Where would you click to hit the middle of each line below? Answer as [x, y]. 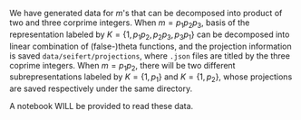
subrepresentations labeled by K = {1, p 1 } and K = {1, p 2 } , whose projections [151, 78]
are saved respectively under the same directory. [101, 88]
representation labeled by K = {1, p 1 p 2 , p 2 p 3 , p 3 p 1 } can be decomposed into [150, 35]
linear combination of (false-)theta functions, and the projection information [150, 46]
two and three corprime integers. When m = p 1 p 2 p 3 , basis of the [130, 23]
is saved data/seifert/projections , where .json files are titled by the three [150, 55]
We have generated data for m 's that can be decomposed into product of [146, 13]
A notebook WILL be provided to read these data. [102, 106]
